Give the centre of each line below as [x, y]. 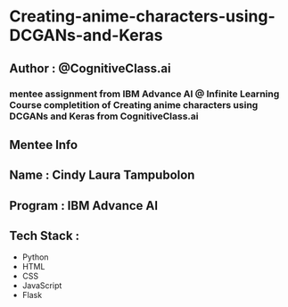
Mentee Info [44, 145]
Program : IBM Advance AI [84, 206]
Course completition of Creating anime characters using [134, 104]
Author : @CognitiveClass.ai [90, 68]
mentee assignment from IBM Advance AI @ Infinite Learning [144, 94]
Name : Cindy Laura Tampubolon [102, 175]
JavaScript [42, 286]
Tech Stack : [45, 236]
